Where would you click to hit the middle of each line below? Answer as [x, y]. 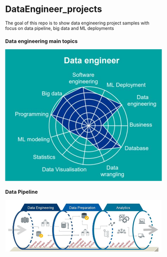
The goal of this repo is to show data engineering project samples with [77, 23]
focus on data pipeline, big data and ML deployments [60, 28]
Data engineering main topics [42, 41]
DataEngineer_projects [54, 9]
